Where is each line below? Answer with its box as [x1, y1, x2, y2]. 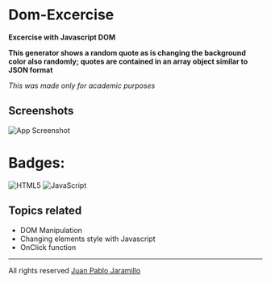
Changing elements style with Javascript [19, 234, 156, 243]
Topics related [8, 204, 82, 218]
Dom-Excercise [8, 6, 115, 24]
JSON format [8, 65, 53, 74]
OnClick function [19, 242, 77, 252]
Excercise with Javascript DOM [8, 32, 115, 42]
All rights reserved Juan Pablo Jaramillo [8, 265, 141, 275]
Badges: [8, 153, 65, 172]
